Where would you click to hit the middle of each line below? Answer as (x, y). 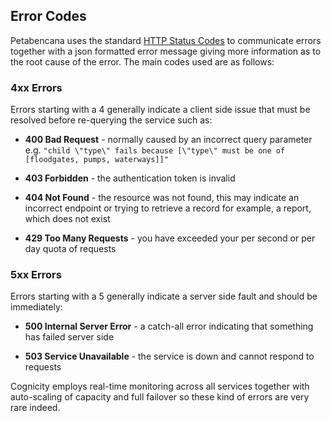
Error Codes (48, 16)
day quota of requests (70, 249)
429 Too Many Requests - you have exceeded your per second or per (170, 238)
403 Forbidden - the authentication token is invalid (130, 178)
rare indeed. (35, 408)
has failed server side (69, 337)
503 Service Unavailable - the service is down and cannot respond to (169, 356)
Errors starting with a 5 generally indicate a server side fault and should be (164, 296)
